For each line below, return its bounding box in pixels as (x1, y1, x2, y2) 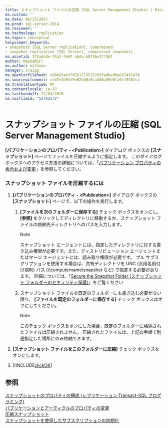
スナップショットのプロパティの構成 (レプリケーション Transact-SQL (5, 392, 147, 398)
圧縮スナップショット (5, 411, 49, 417)
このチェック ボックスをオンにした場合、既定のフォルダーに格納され (19, 323, 161, 329)
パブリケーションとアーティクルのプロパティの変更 (5, 405, 109, 411)
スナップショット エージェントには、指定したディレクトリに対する (19, 242, 157, 248)
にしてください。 (24, 303, 59, 309)
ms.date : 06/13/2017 (5, 17, 48, 22)
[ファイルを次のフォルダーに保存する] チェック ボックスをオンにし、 (19, 209, 161, 215)
